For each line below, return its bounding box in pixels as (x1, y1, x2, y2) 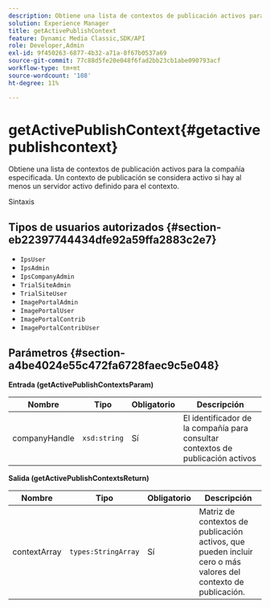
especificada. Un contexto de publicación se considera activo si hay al (8, 173, 242, 183)
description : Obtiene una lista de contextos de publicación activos (8, 11, 247, 20)
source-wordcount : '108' (8, 72, 92, 80)
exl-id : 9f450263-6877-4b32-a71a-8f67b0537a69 (8, 49, 167, 57)
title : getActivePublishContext (8, 27, 117, 35)
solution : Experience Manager (8, 19, 110, 27)
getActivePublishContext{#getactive (8, 121, 261, 139)
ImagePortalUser (19, 307, 75, 315)
